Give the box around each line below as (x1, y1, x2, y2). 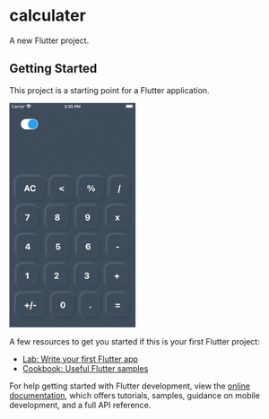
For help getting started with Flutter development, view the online (9, 380, 251, 391)
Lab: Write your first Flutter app (22, 354, 139, 364)
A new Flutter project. (9, 35, 90, 46)
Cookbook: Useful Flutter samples (22, 362, 149, 373)
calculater (9, 5, 87, 26)
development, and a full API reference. (9, 399, 152, 410)
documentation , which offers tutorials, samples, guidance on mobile (9, 389, 260, 400)
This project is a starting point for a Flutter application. (9, 84, 210, 95)
